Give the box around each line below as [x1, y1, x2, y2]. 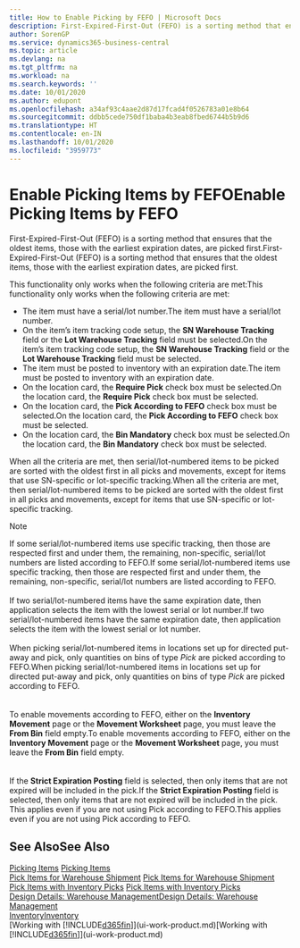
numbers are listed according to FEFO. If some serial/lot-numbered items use [9, 557, 291, 567]
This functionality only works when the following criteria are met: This [9, 279, 263, 289]
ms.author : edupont [9, 96, 82, 105]
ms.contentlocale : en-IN [9, 130, 102, 138]
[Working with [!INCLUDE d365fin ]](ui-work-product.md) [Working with [9, 919, 268, 930]
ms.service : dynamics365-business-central [9, 38, 170, 47]
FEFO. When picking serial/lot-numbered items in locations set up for [9, 661, 262, 672]
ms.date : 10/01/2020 [9, 88, 87, 96]
